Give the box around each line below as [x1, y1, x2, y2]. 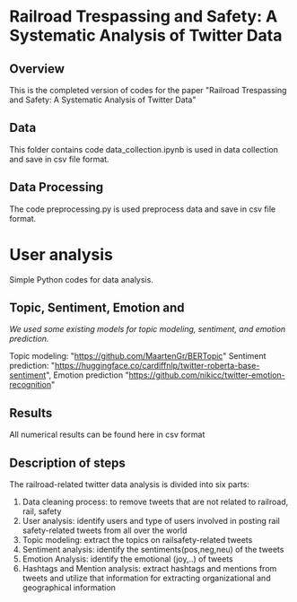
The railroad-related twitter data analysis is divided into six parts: [9, 479, 249, 490]
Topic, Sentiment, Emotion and [9, 300, 185, 315]
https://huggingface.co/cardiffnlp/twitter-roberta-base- [54, 361, 260, 371]
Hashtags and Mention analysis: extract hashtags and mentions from [22, 563, 277, 573]
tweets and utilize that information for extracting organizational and [22, 572, 271, 583]
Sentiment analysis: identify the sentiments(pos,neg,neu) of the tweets [22, 545, 284, 554]
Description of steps [9, 455, 126, 470]
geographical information [22, 582, 117, 593]
